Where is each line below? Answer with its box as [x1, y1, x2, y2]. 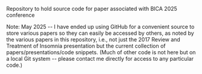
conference [6, 11, 35, 19]
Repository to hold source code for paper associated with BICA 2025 [6, 5, 178, 12]
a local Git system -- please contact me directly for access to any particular [6, 55, 194, 62]
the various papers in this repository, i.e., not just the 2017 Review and [6, 36, 181, 43]
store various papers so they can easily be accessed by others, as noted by [6, 29, 194, 37]
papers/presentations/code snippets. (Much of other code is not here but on [6, 49, 196, 56]
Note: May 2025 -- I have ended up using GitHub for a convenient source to [6, 23, 195, 30]
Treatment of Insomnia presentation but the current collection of [6, 42, 166, 49]
